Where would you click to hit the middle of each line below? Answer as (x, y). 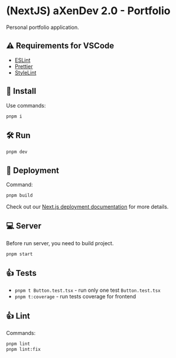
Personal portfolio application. (43, 27)
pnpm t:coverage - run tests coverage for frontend (75, 297)
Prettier (24, 66)
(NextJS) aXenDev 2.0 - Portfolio (88, 11)
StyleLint (25, 73)
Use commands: (26, 105)
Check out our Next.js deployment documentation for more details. (87, 206)
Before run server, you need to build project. (60, 243)
